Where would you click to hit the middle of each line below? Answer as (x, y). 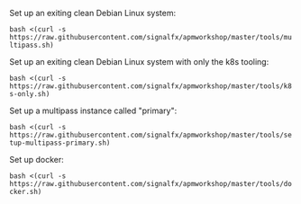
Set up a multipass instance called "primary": (93, 111)
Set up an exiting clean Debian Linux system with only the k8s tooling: (139, 62)
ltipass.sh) (32, 45)
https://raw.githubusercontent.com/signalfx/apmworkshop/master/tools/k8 (151, 86)
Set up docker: (37, 160)
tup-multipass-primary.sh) (60, 143)
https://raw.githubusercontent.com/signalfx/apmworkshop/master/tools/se (151, 135)
